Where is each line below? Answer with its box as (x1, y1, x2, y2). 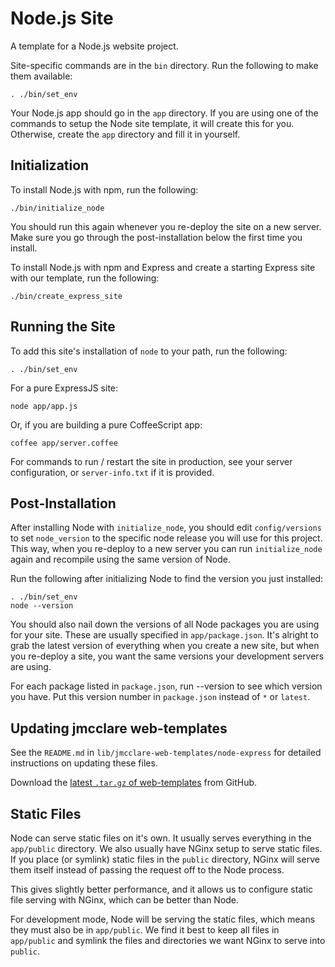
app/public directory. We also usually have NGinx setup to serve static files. (10, 843, 323, 854)
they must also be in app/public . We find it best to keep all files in (10, 924, 280, 936)
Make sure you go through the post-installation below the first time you (10, 231, 303, 243)
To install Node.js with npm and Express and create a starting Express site (10, 261, 316, 273)
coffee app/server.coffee (10, 438, 118, 448)
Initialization (10, 157, 90, 174)
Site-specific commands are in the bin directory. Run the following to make (10, 59, 319, 71)
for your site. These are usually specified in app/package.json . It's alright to (10, 629, 319, 641)
